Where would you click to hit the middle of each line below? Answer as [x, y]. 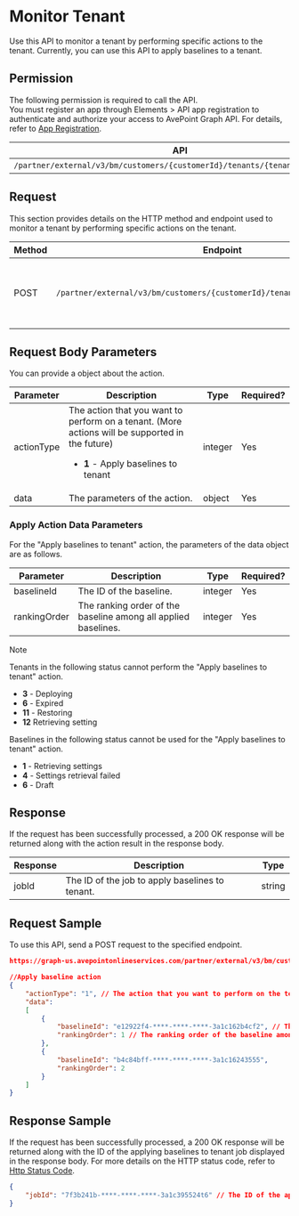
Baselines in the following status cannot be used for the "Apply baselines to [148, 739]
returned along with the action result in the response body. [117, 844]
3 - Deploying [47, 693]
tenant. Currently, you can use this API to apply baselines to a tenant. [136, 50]
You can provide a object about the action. [87, 373]
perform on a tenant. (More [125, 422]
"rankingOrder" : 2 [91, 1068]
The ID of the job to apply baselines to [145, 880]
